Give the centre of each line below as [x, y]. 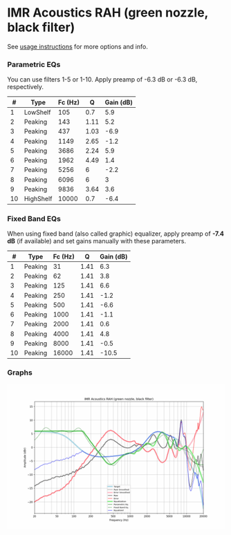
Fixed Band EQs [34, 218]
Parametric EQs [34, 64]
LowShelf [37, 112]
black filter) [41, 27]
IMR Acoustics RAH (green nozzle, [108, 13]
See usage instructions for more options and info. [78, 46]
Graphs [20, 373]
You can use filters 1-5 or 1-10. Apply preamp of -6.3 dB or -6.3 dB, [102, 79]
